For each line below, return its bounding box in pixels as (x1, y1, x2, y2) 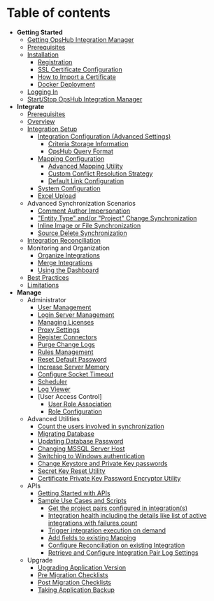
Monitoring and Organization (27, 243, 110, 252)
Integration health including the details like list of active (48, 511, 207, 519)
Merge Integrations (37, 258, 93, 267)
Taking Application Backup (37, 586, 115, 594)
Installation (27, 50, 59, 59)
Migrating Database (37, 429, 95, 438)
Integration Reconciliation (27, 236, 101, 244)
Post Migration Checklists (37, 578, 112, 586)
